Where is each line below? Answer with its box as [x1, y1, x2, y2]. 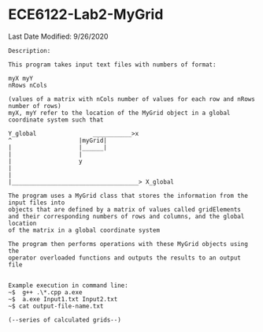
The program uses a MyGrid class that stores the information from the [8, 192, 248, 200]
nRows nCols [8, 81, 47, 89]
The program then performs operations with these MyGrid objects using [8, 240, 248, 248]
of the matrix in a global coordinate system [8, 226, 160, 234]
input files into [8, 199, 65, 207]
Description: [8, 47, 51, 54]
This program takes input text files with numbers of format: [8, 61, 217, 69]
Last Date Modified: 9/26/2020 [8, 32, 109, 41]
